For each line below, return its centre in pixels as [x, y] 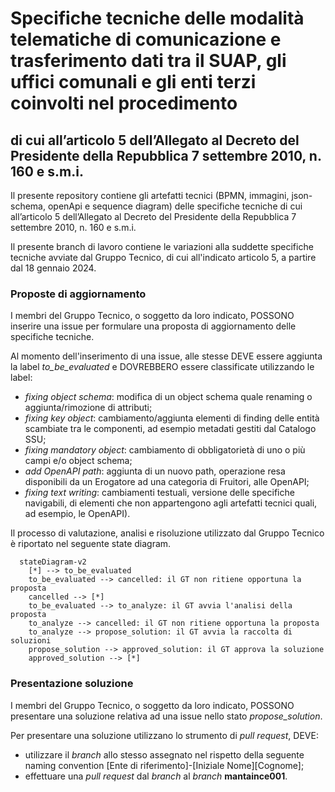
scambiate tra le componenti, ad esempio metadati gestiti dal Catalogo [170, 429]
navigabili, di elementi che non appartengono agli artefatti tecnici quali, [171, 503]
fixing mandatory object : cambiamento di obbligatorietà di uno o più [165, 450]
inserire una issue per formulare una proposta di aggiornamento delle [153, 326]
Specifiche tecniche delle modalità [157, 18]
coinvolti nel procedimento [124, 103]
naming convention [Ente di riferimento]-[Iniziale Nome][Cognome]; [164, 765]
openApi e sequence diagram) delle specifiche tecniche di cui [175, 206]
